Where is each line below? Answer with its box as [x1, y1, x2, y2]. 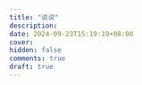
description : [9, 21, 58, 30]
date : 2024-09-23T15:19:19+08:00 [9, 29, 134, 38]
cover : [9, 37, 34, 47]
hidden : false [9, 46, 63, 55]
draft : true [9, 63, 54, 72]
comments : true [9, 54, 66, 63]
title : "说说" [9, 12, 60, 22]
